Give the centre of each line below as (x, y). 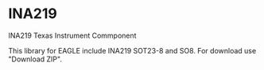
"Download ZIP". (35, 59)
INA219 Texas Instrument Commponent (72, 35)
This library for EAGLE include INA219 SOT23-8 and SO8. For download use (132, 50)
